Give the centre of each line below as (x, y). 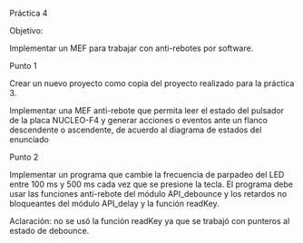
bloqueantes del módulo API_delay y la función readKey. (114, 204)
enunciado (29, 139)
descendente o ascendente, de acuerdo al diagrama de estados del (136, 130)
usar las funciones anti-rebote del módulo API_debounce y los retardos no (148, 194)
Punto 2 (24, 157)
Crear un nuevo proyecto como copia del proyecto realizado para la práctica (152, 83)
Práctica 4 (29, 13)
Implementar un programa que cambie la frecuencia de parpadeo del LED (147, 175)
